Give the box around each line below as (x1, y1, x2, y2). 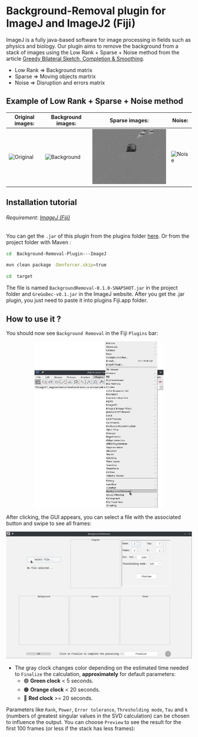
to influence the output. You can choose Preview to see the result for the (6, 719, 181, 726)
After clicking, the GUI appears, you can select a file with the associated (6, 514, 181, 521)
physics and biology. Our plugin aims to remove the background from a (6, 43, 179, 50)
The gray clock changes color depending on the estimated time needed (14, 664, 189, 671)
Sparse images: (110, 116, 149, 124)
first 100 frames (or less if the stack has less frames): (6, 725, 136, 732)
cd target (6, 274, 33, 280)
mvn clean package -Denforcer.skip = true (6, 262, 107, 268)
